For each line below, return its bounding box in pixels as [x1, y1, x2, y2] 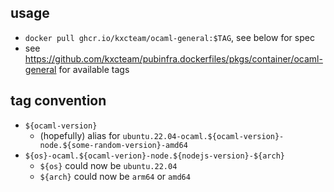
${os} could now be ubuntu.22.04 [39, 159, 178, 171]
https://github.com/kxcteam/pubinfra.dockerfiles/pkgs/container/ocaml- [24, 52, 323, 65]
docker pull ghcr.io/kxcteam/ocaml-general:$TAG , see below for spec [24, 31, 315, 43]
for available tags [58, 63, 130, 75]
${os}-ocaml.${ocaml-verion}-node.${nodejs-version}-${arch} [24, 151, 286, 161]
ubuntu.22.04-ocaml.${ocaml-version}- [122, 131, 285, 141]
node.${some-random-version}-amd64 [39, 140, 188, 150]
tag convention [10, 92, 107, 110]
